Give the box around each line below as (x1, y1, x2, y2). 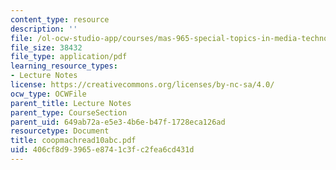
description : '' (10, 24, 78, 34)
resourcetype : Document (10, 126, 110, 136)
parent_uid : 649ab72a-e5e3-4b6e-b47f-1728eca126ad (10, 117, 226, 127)
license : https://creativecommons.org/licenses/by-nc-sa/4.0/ (10, 80, 275, 90)
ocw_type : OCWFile (10, 89, 87, 99)
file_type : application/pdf (10, 52, 128, 62)
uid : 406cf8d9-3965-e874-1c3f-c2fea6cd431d (10, 145, 195, 155)
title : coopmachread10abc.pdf (10, 136, 137, 146)
